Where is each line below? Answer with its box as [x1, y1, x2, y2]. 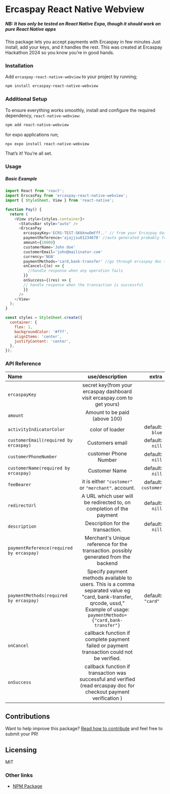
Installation [5, 62, 34, 69]
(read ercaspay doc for [80, 682, 135, 689]
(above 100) [92, 415, 122, 422]
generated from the [84, 554, 131, 561]
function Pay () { [5, 207, 42, 212]
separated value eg [84, 587, 131, 594]
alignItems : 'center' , [14, 334, 62, 339]
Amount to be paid [85, 409, 130, 416]
